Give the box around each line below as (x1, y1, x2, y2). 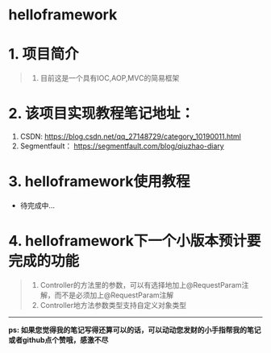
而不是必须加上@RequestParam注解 (54, 290, 174, 300)
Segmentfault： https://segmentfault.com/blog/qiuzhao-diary (19, 141, 224, 151)
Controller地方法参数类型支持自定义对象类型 (40, 300, 187, 309)
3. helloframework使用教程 (8, 172, 191, 191)
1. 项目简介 (8, 45, 79, 64)
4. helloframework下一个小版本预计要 (8, 232, 261, 251)
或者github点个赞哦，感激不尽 (8, 334, 109, 344)
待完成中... (19, 201, 55, 210)
